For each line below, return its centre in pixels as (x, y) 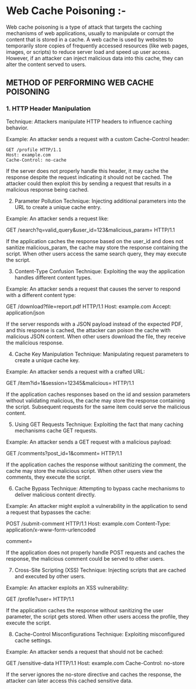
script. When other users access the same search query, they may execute (97, 254)
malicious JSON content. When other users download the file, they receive (96, 336)
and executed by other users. (50, 576)
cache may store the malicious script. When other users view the (84, 470)
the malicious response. (35, 342)
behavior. (17, 128)
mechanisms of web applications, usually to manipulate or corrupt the (90, 33)
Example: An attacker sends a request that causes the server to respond (93, 289)
